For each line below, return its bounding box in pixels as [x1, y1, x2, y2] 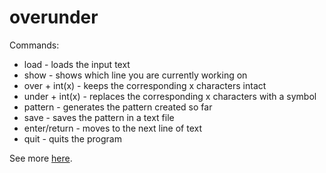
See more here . [9, 152, 73, 164]
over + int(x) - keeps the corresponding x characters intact [23, 79, 267, 91]
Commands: [9, 39, 60, 51]
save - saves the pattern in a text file [23, 111, 175, 123]
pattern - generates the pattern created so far [23, 101, 213, 113]
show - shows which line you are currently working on [23, 69, 248, 81]
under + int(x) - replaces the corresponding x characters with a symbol [23, 90, 317, 102]
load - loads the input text [23, 58, 131, 70]
